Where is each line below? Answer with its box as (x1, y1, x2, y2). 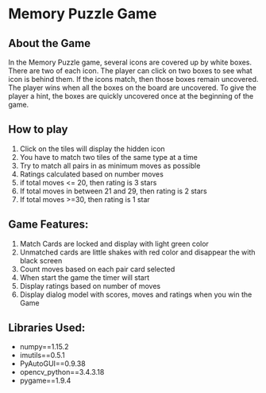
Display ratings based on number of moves (19, 281, 161, 290)
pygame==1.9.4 (19, 375, 71, 386)
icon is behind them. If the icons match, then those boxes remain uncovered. (8, 75, 259, 84)
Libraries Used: (8, 321, 86, 335)
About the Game (8, 37, 91, 50)
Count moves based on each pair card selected (19, 264, 175, 274)
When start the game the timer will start (19, 272, 150, 282)
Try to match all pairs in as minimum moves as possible (19, 161, 201, 170)
